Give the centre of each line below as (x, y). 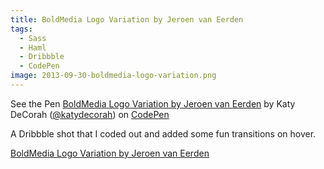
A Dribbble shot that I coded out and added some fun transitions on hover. (163, 133)
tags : (21, 29)
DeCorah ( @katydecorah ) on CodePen (90, 114)
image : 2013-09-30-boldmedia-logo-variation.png (113, 76)
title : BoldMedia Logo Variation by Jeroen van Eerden (127, 19)
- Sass (33, 38)
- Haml (33, 47)
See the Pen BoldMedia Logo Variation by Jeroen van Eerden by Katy (153, 103)
